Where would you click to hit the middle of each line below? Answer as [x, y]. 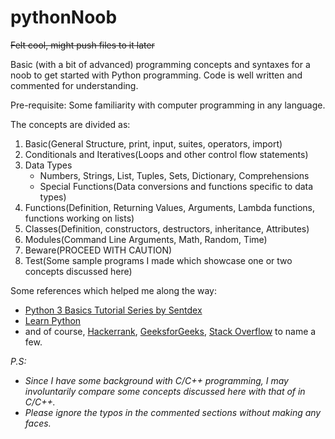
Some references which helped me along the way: [114, 290]
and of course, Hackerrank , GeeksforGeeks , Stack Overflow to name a [170, 331]
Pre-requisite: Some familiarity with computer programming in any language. [168, 105]
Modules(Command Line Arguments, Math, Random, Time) [146, 239]
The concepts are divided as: [70, 124]
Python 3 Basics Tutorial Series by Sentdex [113, 310]
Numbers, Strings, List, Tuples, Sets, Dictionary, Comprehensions [174, 175]
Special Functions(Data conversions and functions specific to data [176, 186]
